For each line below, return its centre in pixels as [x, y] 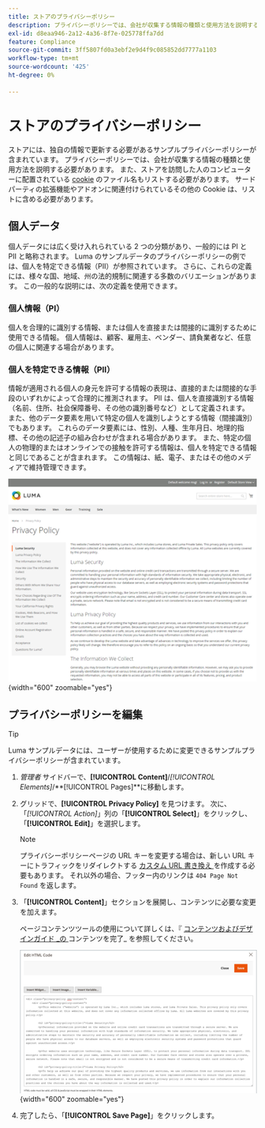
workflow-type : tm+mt [44, 58]
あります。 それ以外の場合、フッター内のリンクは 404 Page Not [136, 875]
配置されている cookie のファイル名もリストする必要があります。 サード [139, 179]
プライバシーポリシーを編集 [76, 714]
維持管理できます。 [60, 467]
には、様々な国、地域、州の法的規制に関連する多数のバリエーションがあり [129, 276]
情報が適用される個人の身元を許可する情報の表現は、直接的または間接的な [129, 388]
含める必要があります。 [60, 198]
